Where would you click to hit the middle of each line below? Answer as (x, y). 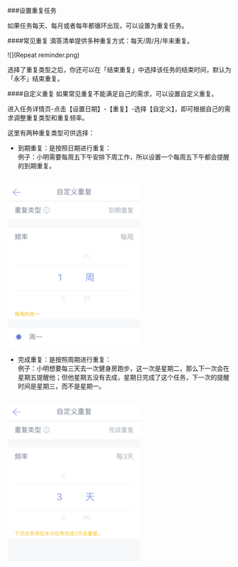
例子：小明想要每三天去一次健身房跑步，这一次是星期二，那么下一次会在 (123, 368)
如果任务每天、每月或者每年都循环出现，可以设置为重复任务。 (98, 26)
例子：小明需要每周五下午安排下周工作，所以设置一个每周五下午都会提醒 (123, 157)
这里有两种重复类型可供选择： (51, 133)
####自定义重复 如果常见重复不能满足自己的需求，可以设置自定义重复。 (113, 94)
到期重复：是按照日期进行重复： (64, 148)
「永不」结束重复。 (36, 78)
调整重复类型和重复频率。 (51, 118)
